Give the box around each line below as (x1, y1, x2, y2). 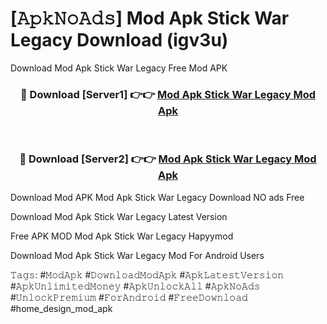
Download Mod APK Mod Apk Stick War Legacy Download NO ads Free (10, 191, 305, 203)
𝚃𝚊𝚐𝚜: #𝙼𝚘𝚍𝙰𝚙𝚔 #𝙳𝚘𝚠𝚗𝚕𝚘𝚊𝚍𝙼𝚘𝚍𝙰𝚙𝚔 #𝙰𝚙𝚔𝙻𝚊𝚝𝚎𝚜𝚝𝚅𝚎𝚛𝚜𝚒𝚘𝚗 (10, 268, 285, 281)
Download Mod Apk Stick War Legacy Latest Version (10, 210, 228, 222)
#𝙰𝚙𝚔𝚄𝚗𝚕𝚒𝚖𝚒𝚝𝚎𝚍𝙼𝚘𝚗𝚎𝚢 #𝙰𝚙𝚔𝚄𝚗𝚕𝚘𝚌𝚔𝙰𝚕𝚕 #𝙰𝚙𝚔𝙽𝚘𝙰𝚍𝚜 (10, 280, 261, 292)
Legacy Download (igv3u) (10, 29, 229, 52)
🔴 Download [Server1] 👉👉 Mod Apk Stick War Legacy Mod (20, 87, 316, 101)
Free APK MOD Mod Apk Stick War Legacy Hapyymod (10, 230, 234, 242)
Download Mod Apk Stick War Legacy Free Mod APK (10, 62, 228, 74)
